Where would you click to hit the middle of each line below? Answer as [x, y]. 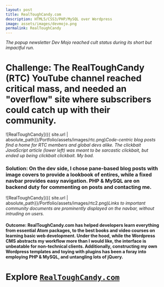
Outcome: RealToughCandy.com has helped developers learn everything [82, 225]
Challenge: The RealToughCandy [75, 68]
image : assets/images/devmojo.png [41, 24]
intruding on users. [25, 214]
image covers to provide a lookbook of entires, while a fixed [79, 175]
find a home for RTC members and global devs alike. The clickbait [73, 145]
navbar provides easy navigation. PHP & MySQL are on [73, 181]
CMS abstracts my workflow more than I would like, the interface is [76, 241]
